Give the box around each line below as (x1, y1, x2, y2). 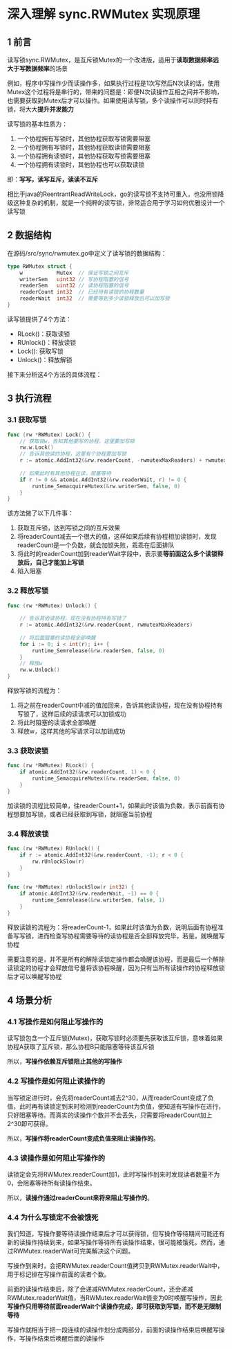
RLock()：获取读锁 (17, 330, 70, 338)
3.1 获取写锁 (7, 415, 47, 425)
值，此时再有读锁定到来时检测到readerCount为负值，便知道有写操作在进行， (7, 1102, 224, 1110)
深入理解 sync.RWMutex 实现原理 (7, 6, 200, 22)
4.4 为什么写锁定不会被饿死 (7, 1213, 99, 1222)
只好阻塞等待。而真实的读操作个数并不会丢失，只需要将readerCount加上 (7, 1111, 213, 1119)
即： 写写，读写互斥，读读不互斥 (7, 175, 98, 184)
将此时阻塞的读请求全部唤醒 (17, 718, 97, 727)
